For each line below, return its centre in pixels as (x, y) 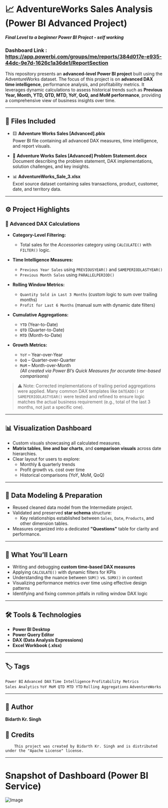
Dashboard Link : (26, 50)
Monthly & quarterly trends (47, 464)
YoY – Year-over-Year (41, 354)
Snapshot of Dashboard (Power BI (77, 776)
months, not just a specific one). (50, 407)
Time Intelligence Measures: (43, 259)
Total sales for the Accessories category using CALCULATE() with (85, 244)
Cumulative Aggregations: (40, 315)
